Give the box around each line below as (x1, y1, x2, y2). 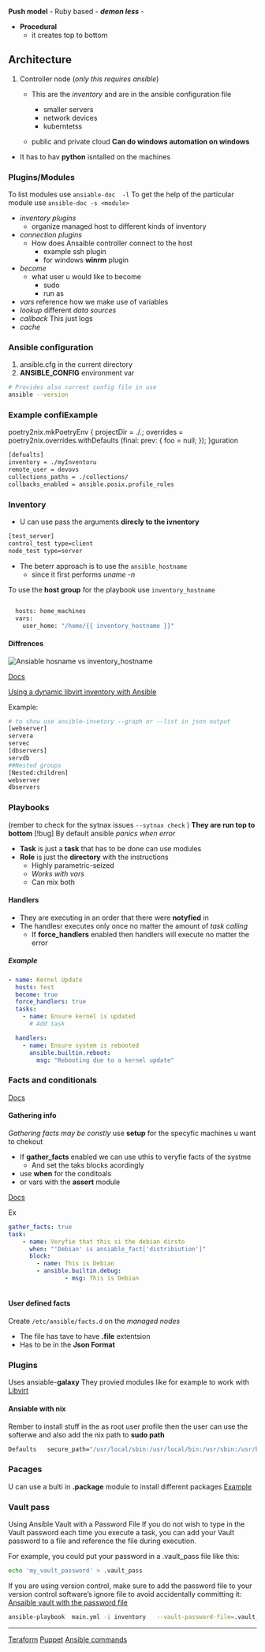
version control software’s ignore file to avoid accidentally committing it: (8, 1589, 242, 1598)
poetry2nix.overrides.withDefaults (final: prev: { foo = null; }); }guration (8, 435, 239, 445)
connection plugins (19, 230, 83, 240)
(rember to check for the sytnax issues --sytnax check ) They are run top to (8, 820, 256, 829)
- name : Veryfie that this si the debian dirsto (22, 1238, 185, 1246)
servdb (8, 753, 30, 762)
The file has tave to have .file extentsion (19, 1332, 151, 1340)
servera (8, 732, 34, 740)
